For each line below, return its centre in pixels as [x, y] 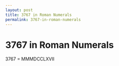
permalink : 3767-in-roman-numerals [43, 19]
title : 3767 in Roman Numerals [39, 15]
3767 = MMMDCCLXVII [30, 59]
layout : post [19, 10]
